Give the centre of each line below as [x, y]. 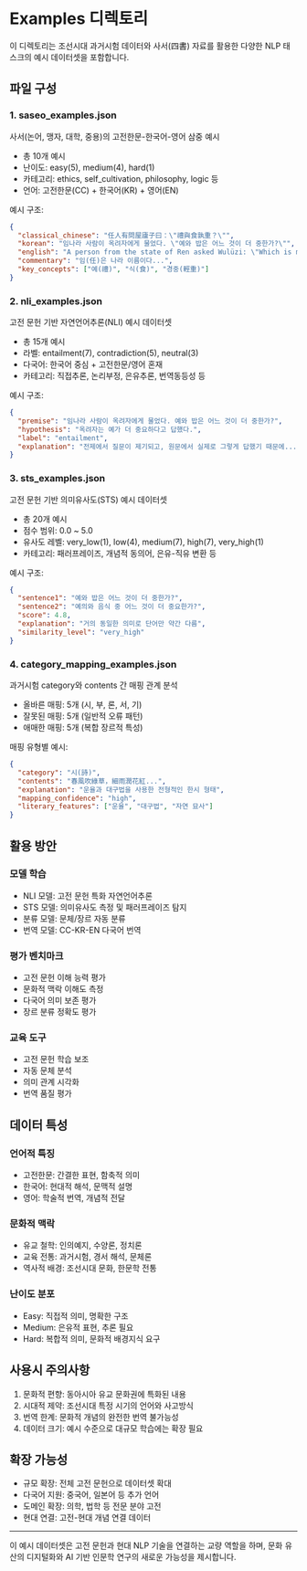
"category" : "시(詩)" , [59, 773]
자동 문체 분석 [47, 1070]
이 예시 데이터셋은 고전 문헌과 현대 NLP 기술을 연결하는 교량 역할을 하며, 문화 [146, 1545]
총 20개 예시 [45, 519]
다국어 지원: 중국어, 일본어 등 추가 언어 [91, 1495]
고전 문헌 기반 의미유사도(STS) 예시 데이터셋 [88, 500]
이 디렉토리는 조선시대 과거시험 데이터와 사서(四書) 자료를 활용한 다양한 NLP [145, 46]
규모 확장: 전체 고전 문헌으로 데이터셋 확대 [97, 1483]
